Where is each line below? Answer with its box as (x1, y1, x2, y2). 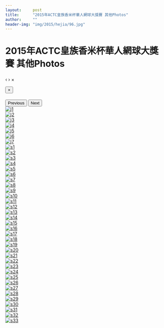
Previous (8, 100, 24, 106)
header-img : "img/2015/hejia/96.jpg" (5, 21, 86, 27)
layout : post (5, 7, 42, 13)
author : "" (5, 17, 38, 22)
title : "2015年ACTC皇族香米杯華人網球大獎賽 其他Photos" (5, 12, 128, 17)
